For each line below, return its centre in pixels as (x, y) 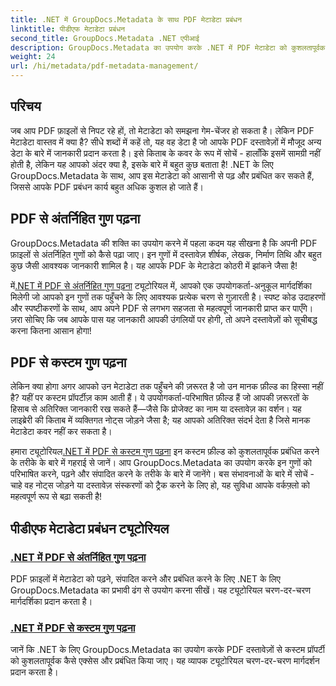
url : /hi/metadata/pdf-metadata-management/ (104, 66)
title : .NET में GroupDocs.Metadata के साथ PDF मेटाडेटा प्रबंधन (126, 19)
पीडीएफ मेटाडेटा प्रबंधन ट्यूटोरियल (90, 528)
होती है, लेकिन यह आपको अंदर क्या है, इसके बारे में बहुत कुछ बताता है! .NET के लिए (142, 164)
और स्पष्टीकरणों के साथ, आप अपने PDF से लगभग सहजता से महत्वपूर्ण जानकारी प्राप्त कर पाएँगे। (162, 308)
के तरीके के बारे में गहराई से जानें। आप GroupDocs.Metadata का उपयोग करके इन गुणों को (161, 463)
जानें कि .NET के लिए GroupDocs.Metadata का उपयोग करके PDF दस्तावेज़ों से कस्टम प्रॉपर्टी (167, 650)
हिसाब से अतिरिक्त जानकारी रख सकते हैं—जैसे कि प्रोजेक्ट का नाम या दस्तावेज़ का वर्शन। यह (156, 409)
